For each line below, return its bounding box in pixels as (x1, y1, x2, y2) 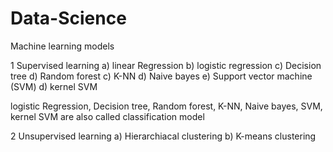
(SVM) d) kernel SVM (10, 80, 98, 92)
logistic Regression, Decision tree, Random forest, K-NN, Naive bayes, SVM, (10, 100, 323, 112)
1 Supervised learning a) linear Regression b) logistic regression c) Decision (10, 59, 322, 71)
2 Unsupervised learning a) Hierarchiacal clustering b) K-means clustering (10, 130, 317, 142)
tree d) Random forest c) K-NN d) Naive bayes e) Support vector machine (10, 70, 313, 82)
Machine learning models (10, 40, 115, 52)
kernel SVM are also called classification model (10, 110, 205, 122)
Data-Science (10, 7, 127, 30)
